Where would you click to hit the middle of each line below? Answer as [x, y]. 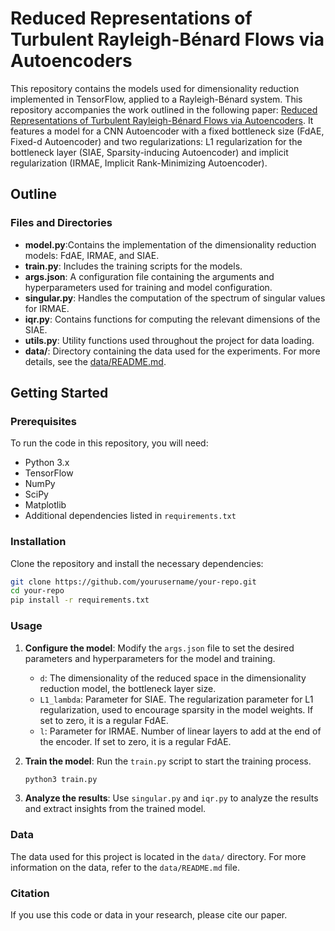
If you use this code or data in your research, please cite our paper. [149, 915]
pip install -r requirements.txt [80, 600]
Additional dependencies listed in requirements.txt [130, 516]
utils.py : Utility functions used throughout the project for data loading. [169, 340]
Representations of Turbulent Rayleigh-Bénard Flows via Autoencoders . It [162, 120]
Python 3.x [47, 463]
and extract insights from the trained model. [115, 809]
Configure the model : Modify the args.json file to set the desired [159, 648]
